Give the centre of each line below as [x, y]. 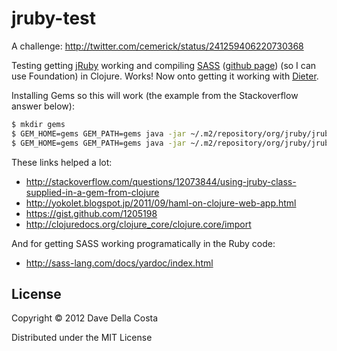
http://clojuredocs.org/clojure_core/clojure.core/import [138, 224]
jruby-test [54, 18]
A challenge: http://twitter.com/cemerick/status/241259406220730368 [157, 46]
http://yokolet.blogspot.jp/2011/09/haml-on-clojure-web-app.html [161, 203]
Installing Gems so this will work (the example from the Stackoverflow [155, 95]
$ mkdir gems [38, 124]
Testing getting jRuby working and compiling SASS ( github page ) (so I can [164, 65]
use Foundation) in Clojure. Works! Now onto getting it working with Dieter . [165, 76]
